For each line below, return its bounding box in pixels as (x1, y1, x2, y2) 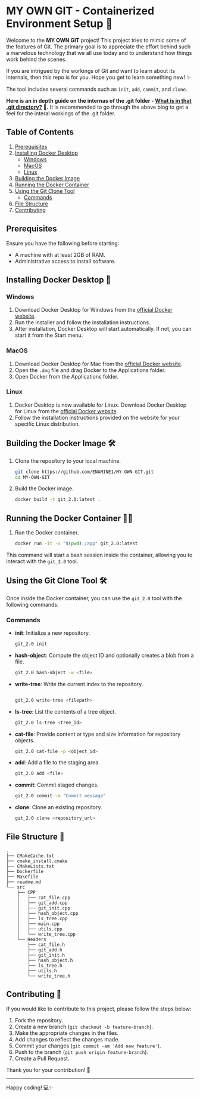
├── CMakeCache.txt (6, 853, 55, 859)
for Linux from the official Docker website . (14, 407, 118, 414)
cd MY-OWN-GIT (14, 474, 50, 480)
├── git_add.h (27, 947, 62, 953)
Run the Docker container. (14, 529, 79, 536)
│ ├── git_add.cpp (17, 900, 68, 906)
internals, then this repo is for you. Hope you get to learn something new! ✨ (6, 73, 192, 81)
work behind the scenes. (6, 56, 67, 63)
